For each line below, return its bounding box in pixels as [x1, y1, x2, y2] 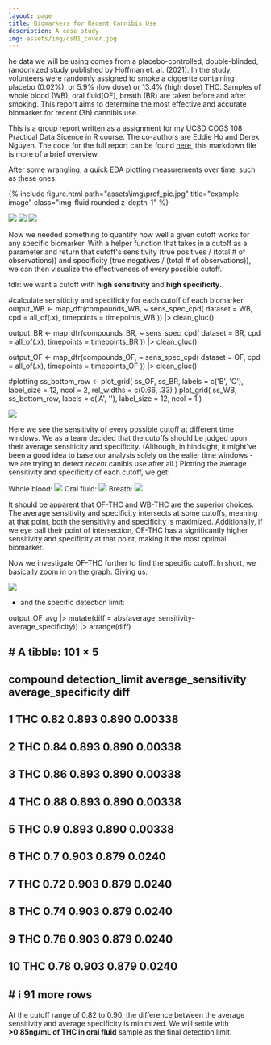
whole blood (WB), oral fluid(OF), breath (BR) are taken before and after [8, 90, 247, 101]
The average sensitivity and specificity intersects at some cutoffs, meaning [8, 508, 258, 518]
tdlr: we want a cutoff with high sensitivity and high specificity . [8, 280, 222, 290]
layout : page [8, 11, 52, 20]
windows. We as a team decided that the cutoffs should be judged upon [8, 433, 248, 443]
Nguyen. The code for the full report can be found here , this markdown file [8, 140, 256, 150]
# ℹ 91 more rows [8, 988, 93, 1001]
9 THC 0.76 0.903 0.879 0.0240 [8, 932, 173, 946]
